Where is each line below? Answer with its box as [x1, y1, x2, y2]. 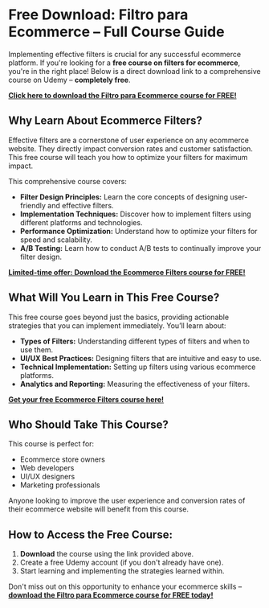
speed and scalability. [19, 235, 92, 244]
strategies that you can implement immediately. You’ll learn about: [8, 320, 226, 331]
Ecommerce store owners [19, 454, 106, 464]
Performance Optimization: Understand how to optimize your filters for [19, 226, 258, 236]
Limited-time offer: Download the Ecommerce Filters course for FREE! [8, 267, 247, 277]
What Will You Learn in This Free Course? [8, 291, 220, 305]
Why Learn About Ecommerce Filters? [8, 114, 202, 128]
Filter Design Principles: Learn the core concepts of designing [19, 191, 229, 202]
